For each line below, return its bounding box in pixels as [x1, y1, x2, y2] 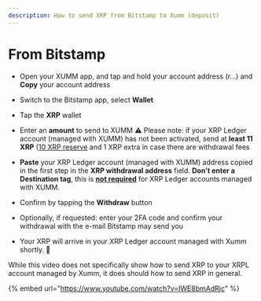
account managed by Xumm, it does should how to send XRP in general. [8, 268, 242, 277]
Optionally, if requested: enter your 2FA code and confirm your [19, 213, 222, 222]
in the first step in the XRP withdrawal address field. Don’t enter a [19, 166, 236, 175]
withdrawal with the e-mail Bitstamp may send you [19, 221, 183, 230]
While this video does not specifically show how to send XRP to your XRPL [8, 260, 250, 270]
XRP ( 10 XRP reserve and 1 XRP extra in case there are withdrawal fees [19, 142, 250, 152]
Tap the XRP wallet [19, 110, 82, 119]
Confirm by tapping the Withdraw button [19, 197, 153, 207]
